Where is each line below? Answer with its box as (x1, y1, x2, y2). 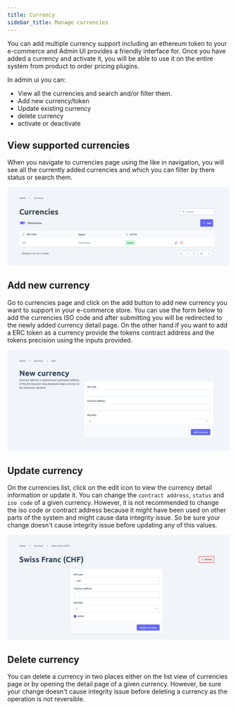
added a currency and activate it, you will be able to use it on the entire (7, 54, 213, 63)
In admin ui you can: (7, 75, 66, 84)
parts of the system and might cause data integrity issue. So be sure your (7, 513, 221, 522)
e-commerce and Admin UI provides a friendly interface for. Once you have (7, 47, 226, 55)
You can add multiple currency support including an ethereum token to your (7, 39, 228, 47)
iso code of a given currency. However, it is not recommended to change (7, 498, 219, 506)
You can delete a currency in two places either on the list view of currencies (7, 672, 228, 681)
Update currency (7, 465, 83, 477)
